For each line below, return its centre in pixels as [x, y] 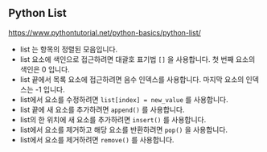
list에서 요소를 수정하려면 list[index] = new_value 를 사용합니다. [124, 99]
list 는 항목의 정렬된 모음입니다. [69, 49]
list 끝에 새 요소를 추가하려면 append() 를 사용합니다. [102, 109]
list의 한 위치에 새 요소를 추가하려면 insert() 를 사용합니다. [113, 119]
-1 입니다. [50, 89]
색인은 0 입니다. [45, 69]
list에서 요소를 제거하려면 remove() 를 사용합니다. [97, 139]
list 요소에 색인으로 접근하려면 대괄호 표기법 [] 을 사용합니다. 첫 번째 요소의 [138, 59]
